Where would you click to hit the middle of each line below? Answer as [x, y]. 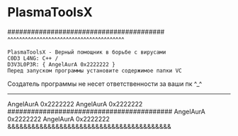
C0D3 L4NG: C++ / [33, 58]
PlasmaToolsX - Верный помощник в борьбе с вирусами [87, 52]
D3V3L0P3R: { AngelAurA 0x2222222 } [61, 64]
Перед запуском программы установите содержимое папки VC [95, 70]
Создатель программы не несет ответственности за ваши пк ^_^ [105, 84]
